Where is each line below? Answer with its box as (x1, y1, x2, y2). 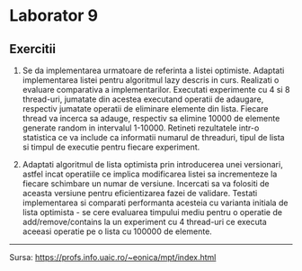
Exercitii (9, 41, 57, 57)
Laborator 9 (9, 5, 99, 26)
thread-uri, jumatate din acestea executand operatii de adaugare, (22, 94, 264, 104)
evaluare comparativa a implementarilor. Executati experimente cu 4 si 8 (22, 85, 290, 95)
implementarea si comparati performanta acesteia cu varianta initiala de (22, 197, 289, 208)
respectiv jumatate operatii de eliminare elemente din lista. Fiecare (22, 104, 269, 113)
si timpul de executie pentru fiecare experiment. (22, 141, 200, 152)
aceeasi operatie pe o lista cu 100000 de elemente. (22, 226, 213, 237)
